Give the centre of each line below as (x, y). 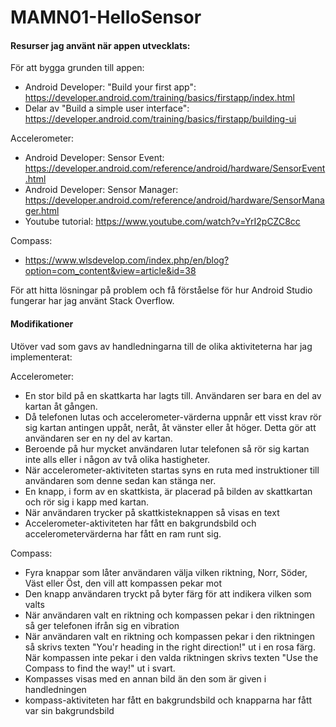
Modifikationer (42, 323)
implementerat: (41, 357)
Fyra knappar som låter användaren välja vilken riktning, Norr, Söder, (166, 572)
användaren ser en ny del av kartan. (98, 438)
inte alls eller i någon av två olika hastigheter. (117, 459)
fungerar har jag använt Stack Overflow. (92, 301)
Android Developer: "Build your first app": (110, 87)
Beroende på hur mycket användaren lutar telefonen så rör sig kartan (167, 448)
